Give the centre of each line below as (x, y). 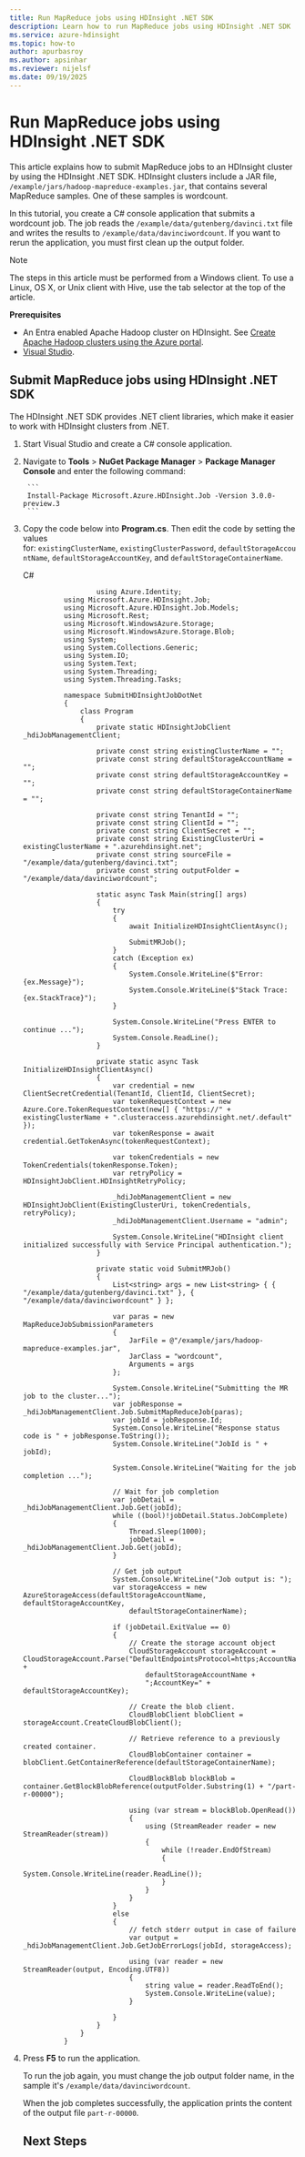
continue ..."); (53, 1029)
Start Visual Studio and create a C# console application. (127, 443)
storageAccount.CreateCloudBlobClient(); (102, 1722)
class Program (107, 711)
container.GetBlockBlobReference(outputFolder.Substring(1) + (143, 1786)
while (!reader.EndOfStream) (217, 1850)
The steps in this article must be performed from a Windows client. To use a (152, 278)
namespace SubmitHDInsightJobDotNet (133, 695)
